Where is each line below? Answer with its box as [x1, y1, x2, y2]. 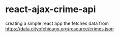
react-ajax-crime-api [5, 4, 96, 15]
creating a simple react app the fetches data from [5, 20, 109, 26]
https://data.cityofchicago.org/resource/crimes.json [5, 25, 114, 31]
